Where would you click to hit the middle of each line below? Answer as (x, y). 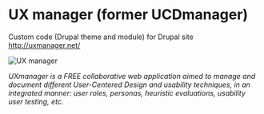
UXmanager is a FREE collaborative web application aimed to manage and (132, 76)
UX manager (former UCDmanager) (128, 15)
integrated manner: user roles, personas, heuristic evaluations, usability (127, 92)
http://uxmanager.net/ (44, 45)
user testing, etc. (36, 101)
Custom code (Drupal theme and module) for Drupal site (101, 37)
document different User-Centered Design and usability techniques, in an (129, 85)
